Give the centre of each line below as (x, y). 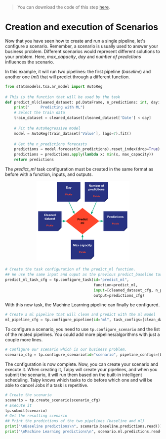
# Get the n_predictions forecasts (51, 144)
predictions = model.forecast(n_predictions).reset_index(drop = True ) (87, 149)
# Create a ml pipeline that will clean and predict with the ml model (80, 315)
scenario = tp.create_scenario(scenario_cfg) (53, 400)
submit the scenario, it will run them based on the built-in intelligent (74, 375)
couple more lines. (24, 340)
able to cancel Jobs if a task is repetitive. (47, 385)
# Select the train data (40, 113)
